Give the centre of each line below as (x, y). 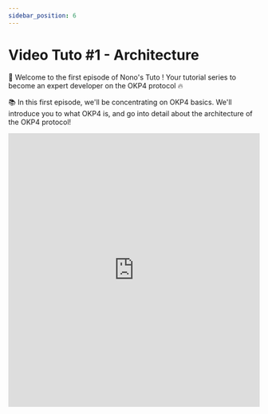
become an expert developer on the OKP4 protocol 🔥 (96, 85)
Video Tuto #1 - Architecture (104, 55)
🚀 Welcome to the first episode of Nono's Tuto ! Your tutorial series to (122, 77)
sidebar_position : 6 (43, 16)
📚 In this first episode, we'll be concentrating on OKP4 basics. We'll (120, 102)
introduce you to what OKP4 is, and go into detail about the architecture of (130, 113)
